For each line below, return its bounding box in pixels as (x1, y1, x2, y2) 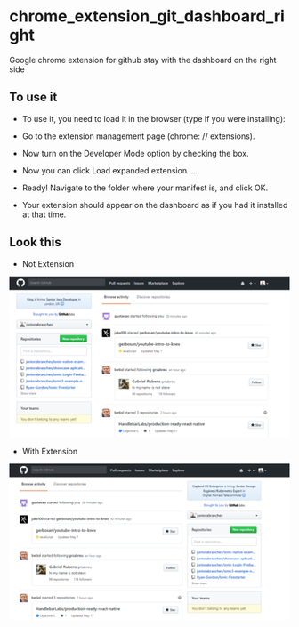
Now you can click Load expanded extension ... (21, 165, 197, 175)
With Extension (21, 446, 78, 456)
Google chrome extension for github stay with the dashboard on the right (9, 54, 277, 65)
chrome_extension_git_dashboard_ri (9, 6, 285, 27)
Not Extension (21, 258, 74, 269)
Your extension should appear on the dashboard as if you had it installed (21, 199, 288, 210)
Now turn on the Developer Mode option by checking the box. (21, 148, 249, 158)
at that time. (21, 209, 67, 220)
